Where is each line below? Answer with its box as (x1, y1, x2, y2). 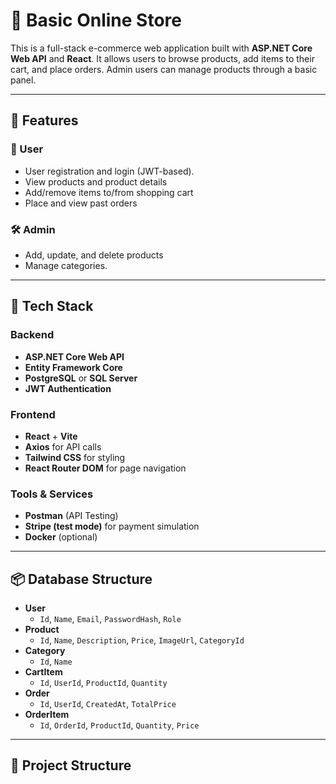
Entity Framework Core (24, 361, 123, 373)
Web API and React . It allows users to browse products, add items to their (10, 52, 315, 64)
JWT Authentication (24, 382, 112, 394)
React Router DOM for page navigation (24, 462, 187, 474)
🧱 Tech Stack (10, 298, 94, 315)
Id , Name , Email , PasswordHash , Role (39, 613, 182, 625)
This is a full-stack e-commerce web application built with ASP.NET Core (10, 42, 313, 54)
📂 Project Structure (10, 757, 132, 774)
